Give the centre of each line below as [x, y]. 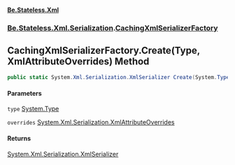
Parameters [24, 93]
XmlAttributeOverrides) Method [78, 61]
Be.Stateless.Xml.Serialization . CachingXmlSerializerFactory [113, 28]
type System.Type [33, 109]
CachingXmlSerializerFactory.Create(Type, [104, 50]
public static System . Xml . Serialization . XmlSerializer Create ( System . [112, 78]
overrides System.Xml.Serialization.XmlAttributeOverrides [91, 122]
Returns [19, 138]
